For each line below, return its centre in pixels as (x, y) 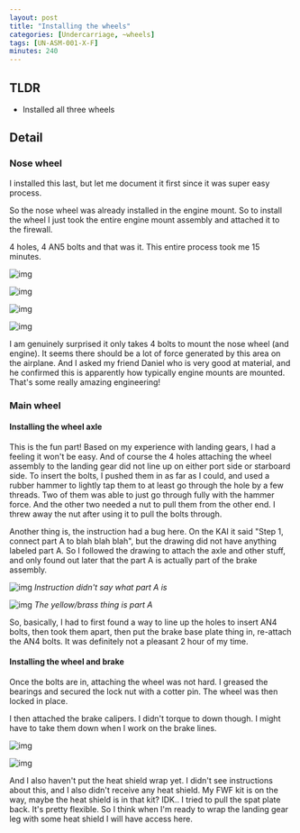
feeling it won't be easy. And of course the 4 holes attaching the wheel (141, 456)
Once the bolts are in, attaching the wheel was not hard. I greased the (139, 682)
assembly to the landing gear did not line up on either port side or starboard (150, 466)
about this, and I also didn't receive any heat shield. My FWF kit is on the (144, 790)
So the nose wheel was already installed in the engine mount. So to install (145, 210)
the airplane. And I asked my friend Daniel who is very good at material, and (150, 362)
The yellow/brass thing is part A (94, 604)
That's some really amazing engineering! (85, 382)
